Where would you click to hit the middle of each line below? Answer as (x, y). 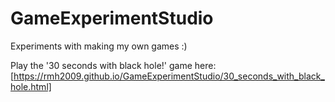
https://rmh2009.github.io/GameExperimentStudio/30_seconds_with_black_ (169, 76)
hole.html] (31, 86)
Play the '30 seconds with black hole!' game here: (113, 65)
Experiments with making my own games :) (99, 46)
